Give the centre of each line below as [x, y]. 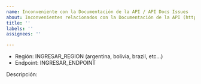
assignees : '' [24, 34]
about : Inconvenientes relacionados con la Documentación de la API [93, 17]
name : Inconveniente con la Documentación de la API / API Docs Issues [97, 12]
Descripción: [22, 74]
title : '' [19, 23]
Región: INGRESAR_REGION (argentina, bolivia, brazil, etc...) [89, 56]
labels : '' [20, 28]
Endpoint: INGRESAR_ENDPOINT [55, 63]
